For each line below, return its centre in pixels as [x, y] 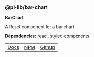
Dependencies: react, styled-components [47, 36]
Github [48, 47]
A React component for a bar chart [40, 27]
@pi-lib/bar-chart [26, 7]
